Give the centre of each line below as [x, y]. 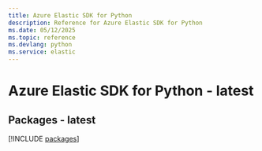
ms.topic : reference [42, 37]
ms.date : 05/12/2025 [42, 30]
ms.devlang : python [40, 45]
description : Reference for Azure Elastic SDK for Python [105, 23]
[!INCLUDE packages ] [44, 139]
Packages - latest [52, 120]
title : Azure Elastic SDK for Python [70, 15]
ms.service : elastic [42, 52]
